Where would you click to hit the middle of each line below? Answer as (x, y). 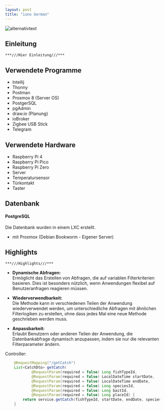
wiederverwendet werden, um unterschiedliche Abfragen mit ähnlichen (84, 308)
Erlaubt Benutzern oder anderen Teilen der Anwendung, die (72, 334)
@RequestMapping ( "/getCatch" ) (45, 363)
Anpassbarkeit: (28, 329)
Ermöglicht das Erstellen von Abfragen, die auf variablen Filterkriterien (83, 278)
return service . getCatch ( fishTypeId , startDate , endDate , (83, 400)
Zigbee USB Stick (30, 124)
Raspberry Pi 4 (27, 156)
